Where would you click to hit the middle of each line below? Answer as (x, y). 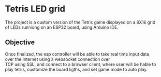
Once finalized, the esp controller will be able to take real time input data (77, 54)
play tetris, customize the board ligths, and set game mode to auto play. (76, 69)
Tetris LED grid (35, 9)
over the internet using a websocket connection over (58, 59)
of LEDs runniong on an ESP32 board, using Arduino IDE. (62, 27)
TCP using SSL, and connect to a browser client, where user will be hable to (80, 64)
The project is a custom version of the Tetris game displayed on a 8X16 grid (80, 22)
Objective (20, 43)
